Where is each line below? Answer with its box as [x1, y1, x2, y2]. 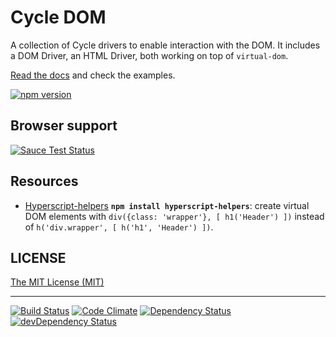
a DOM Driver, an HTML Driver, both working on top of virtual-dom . [10, 49, 289, 61]
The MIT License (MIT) [10, 276, 105, 288]
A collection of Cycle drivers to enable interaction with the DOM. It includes [10, 39, 321, 51]
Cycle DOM [10, 6, 107, 29]
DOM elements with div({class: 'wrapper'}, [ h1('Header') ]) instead [24, 210, 325, 222]
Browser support [10, 117, 118, 135]
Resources [10, 173, 79, 190]
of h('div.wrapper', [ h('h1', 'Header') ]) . [24, 221, 214, 233]
